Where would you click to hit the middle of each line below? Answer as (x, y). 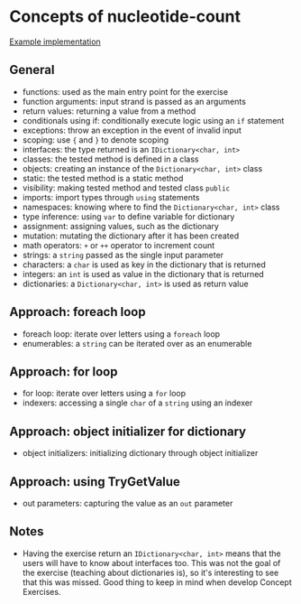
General (32, 70)
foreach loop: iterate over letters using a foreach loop (121, 334)
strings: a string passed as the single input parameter (123, 255)
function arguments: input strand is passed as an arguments (134, 101)
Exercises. (41, 591)
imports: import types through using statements (111, 197)
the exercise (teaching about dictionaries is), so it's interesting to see (150, 572)
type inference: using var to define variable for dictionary (128, 216)
